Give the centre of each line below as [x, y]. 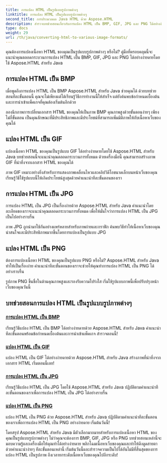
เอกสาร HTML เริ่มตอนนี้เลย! [30, 363]
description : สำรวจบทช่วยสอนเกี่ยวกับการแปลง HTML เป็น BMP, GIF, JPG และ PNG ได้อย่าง [83, 24]
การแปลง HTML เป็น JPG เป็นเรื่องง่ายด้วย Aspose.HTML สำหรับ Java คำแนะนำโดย [80, 206]
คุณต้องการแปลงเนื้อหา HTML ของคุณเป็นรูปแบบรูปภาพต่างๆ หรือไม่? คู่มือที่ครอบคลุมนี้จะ [79, 51]
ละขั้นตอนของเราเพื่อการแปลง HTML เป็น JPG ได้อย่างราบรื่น [57, 393]
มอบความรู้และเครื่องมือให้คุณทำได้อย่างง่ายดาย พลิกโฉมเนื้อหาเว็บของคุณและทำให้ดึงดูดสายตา [82, 444]
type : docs [17, 28]
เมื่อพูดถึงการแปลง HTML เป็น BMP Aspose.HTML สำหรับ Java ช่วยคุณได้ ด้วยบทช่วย [81, 91]
